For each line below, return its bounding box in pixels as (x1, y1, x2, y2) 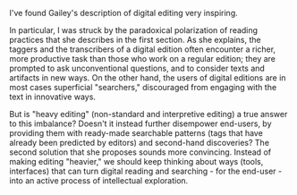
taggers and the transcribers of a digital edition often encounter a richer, (9, 44, 276, 55)
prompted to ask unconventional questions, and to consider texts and (9, 63, 266, 73)
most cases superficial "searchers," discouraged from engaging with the (9, 82, 277, 92)
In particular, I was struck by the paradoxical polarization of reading (9, 25, 258, 35)
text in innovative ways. (9, 91, 97, 102)
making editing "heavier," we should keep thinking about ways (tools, (9, 157, 264, 166)
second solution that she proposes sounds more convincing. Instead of (9, 147, 271, 157)
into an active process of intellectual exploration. (9, 175, 189, 186)
